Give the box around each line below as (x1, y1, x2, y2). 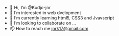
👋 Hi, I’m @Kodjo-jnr (9, 5, 51, 10)
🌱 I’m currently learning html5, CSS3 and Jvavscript (9, 15, 114, 20)
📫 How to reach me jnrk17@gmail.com (9, 26, 89, 31)
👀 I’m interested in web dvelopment (9, 10, 81, 16)
